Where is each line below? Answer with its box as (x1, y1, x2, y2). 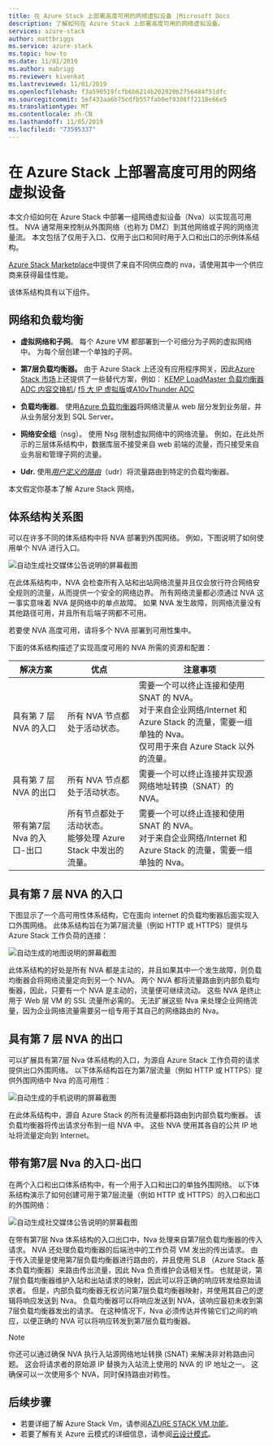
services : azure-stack (8, 27, 85, 35)
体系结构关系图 (8, 509, 84, 523)
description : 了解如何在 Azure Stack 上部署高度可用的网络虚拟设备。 (8, 20, 224, 28)
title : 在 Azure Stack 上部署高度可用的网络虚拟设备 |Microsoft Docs (8, 11, 231, 20)
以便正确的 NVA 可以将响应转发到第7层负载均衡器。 (22, 1316, 195, 1326)
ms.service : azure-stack (8, 42, 93, 50)
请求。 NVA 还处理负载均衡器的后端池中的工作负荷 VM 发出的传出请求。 (8, 1244, 249, 1254)
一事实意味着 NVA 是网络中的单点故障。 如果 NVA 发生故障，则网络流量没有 (8, 598, 262, 608)
